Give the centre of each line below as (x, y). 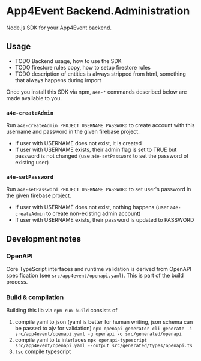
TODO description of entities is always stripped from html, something (100, 74)
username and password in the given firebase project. (73, 132)
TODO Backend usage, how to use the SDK (68, 61)
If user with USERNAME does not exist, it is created (78, 143)
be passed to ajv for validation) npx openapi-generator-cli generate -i (104, 329)
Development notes (43, 239)
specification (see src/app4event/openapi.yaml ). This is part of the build (95, 276)
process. (17, 282)
